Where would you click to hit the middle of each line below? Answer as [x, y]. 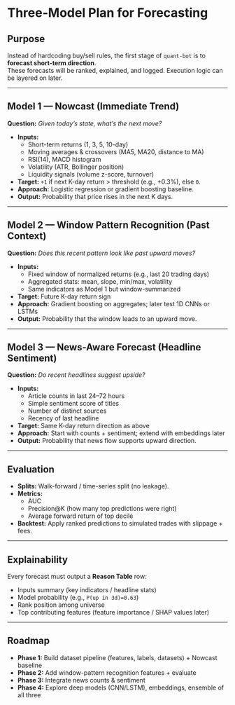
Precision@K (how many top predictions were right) [102, 509]
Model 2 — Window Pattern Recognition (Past [108, 225]
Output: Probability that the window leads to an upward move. [107, 319]
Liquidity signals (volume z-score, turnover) [91, 174]
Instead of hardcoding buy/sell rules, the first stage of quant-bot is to [107, 55]
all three [29, 694]
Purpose [26, 39]
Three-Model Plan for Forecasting [108, 13]
